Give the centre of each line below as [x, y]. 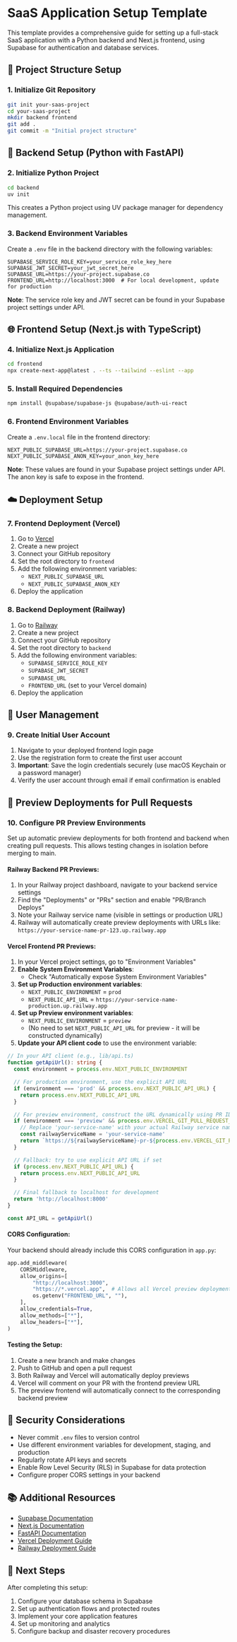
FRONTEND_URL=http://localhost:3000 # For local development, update [113, 280]
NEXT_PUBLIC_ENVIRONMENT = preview [79, 1021]
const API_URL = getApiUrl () [50, 1218]
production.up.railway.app [68, 1006]
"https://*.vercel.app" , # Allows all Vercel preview [115, 1289]
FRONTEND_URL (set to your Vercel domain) [87, 685]
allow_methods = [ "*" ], [51, 1316]
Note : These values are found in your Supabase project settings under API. [116, 469]
